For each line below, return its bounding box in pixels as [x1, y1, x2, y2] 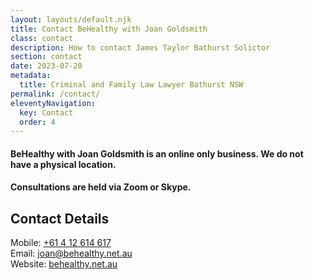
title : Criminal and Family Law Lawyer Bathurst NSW [19, 80, 244, 90]
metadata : [10, 71, 52, 81]
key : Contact [19, 107, 74, 118]
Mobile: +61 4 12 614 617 [10, 237, 112, 249]
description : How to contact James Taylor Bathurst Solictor [10, 42, 271, 53]
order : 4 [19, 117, 56, 127]
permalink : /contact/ [10, 89, 101, 99]
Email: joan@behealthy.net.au [10, 247, 133, 260]
